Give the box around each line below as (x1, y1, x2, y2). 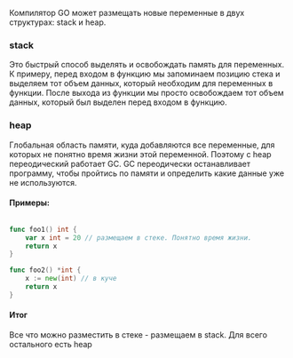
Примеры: (9, 197, 51, 208)
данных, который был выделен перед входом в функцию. (9, 97, 228, 107)
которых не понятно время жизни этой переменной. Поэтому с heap (9, 148, 273, 159)
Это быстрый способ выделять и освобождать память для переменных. (9, 60, 285, 70)
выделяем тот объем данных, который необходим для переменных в (9, 78, 273, 89)
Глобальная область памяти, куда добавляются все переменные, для (9, 139, 275, 150)
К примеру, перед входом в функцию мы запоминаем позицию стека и (9, 68, 281, 79)
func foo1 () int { (9, 225, 77, 234)
